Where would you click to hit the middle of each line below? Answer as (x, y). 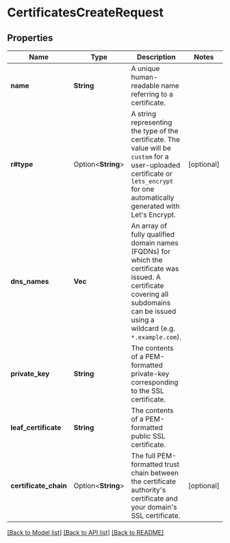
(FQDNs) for (151, 251)
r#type (22, 164)
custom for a (150, 157)
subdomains (151, 303)
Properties (30, 38)
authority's (149, 490)
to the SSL (148, 391)
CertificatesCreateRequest (86, 13)
